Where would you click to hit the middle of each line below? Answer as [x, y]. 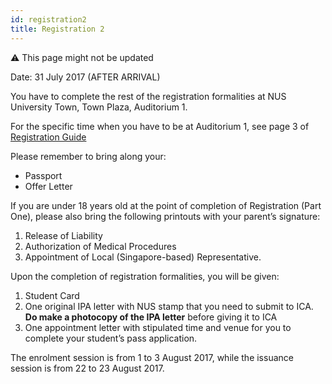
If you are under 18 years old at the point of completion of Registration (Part [166, 205]
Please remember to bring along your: [88, 156]
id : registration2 [48, 19]
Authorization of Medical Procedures [100, 246]
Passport [43, 175]
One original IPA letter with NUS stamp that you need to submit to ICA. [169, 306]
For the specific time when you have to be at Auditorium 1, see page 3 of [160, 126]
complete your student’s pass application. [111, 338]
